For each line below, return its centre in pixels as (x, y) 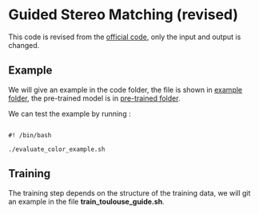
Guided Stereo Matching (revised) (123, 15)
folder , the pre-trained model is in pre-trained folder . (94, 98)
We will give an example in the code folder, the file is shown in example (126, 89)
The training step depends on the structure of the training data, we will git (129, 192)
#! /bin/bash (30, 135)
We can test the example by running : (70, 113)
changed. (24, 45)
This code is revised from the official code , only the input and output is (125, 37)
